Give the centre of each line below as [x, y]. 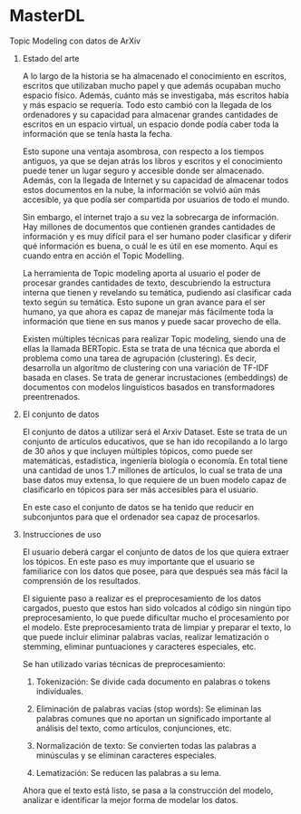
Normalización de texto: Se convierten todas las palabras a [146, 745]
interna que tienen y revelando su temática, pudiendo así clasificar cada [157, 292]
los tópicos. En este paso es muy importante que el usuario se [139, 561]
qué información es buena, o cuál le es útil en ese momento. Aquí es [150, 246]
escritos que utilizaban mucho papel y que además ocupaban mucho [151, 85]
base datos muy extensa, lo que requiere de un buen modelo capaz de [155, 480]
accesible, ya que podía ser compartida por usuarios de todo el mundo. [156, 199]
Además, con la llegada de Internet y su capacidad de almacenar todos [155, 180]
